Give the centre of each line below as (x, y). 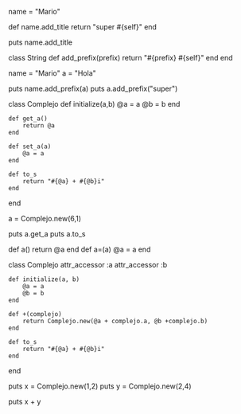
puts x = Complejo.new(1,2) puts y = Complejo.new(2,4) (100, 386)
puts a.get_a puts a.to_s (47, 234)
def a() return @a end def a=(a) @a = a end (80, 249)
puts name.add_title (41, 42)
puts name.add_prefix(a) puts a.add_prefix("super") (93, 88)
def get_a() (28, 119)
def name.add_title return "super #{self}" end (83, 27)
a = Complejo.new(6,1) (45, 219)
